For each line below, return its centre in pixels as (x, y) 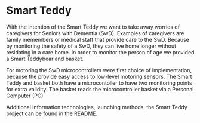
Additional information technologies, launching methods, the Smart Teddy (97, 107)
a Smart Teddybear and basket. (45, 59)
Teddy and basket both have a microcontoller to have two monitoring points (99, 83)
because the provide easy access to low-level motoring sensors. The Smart (99, 76)
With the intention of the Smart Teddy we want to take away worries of (93, 27)
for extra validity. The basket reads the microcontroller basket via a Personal (100, 89)
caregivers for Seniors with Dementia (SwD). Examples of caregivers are (95, 33)
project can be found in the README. (52, 113)
